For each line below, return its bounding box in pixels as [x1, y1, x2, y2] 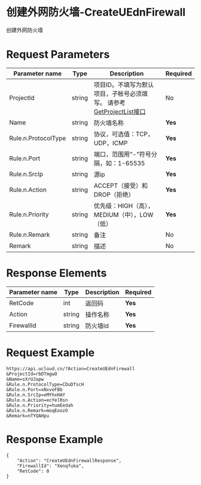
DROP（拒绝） [93, 190, 135, 199]
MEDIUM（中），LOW [93, 211, 154, 219]
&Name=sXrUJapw [6, 376, 44, 382]
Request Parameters [6, 48, 110, 62]
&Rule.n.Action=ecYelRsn [6, 397, 68, 403]
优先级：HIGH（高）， [93, 202, 154, 210]
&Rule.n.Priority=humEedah [6, 402, 74, 408]
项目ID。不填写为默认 [93, 80, 154, 89]
